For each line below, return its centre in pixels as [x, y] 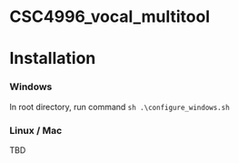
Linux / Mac [36, 130]
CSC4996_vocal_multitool [110, 17]
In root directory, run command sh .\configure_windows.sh [119, 107]
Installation [53, 59]
